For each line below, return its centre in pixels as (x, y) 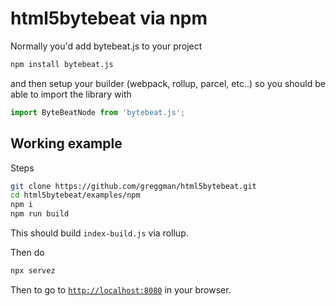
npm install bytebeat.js (62, 64)
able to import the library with (71, 94)
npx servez (33, 271)
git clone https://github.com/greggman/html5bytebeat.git (133, 186)
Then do (27, 252)
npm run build (40, 214)
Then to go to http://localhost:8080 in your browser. (121, 289)
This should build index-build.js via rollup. (99, 233)
